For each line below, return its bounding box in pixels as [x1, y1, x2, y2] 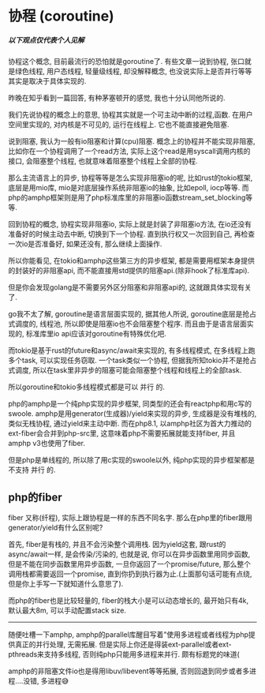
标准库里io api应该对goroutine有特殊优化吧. [25, 329, 167, 339]
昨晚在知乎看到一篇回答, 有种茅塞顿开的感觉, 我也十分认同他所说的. [8, 93, 226, 103]
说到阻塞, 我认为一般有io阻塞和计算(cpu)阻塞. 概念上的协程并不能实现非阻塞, [8, 137, 256, 146]
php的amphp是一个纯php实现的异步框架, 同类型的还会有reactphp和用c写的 [8, 399, 252, 409]
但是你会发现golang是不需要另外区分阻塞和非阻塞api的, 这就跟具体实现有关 [8, 283, 252, 292]
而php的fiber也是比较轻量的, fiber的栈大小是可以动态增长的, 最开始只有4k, [8, 595, 249, 605]
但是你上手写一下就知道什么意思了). [8, 579, 124, 588]
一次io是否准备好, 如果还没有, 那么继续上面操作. [8, 239, 162, 249]
